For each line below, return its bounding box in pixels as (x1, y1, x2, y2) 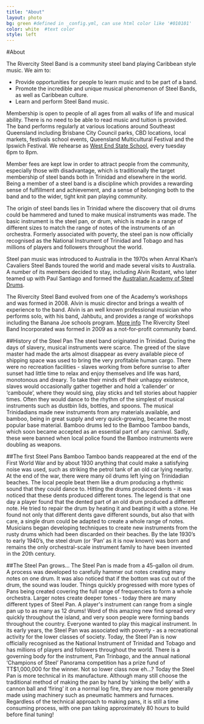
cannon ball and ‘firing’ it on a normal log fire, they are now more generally (6, 685, 194, 692)
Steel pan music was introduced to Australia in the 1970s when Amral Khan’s (6, 256, 198, 263)
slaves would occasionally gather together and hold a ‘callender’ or (6, 382, 175, 390)
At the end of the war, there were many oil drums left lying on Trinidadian (6, 472, 189, 479)
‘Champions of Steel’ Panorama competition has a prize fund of (6, 659, 166, 667)
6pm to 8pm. (6, 149, 38, 156)
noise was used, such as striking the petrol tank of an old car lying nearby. (6, 466, 193, 473)
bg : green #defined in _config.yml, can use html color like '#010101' (6, 20, 192, 26)
